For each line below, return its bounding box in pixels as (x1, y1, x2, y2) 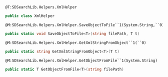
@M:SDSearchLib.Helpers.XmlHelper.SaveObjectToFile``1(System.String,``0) (5, 22, 164, 27)
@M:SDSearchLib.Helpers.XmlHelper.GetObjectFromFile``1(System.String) (5, 58, 157, 63)
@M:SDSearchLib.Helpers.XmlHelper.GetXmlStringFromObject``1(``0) (5, 40, 146, 45)
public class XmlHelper (5, 13, 55, 18)
